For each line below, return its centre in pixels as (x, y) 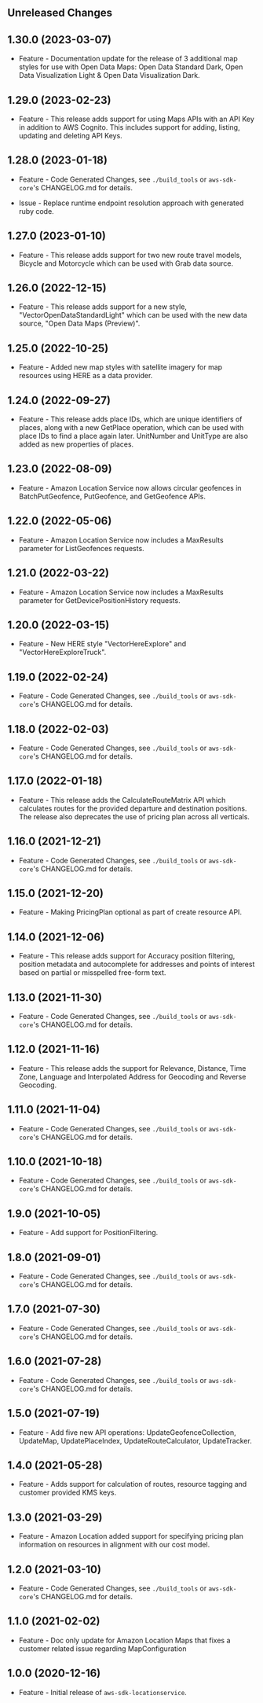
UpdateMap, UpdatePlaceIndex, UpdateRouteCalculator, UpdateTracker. (135, 1440)
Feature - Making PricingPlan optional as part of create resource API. (130, 912)
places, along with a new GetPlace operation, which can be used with (131, 428)
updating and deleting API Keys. (70, 136)
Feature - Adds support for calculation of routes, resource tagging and (133, 1484)
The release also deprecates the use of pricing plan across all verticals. (134, 816)
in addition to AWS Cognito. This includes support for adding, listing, (129, 127)
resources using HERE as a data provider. (86, 376)
